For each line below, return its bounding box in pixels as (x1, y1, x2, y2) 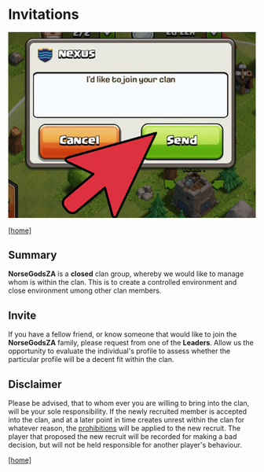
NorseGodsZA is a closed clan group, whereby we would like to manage (8, 269, 244, 278)
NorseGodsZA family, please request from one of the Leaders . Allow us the (8, 338, 254, 348)
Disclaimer (8, 378, 62, 391)
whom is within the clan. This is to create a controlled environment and (8, 278, 237, 287)
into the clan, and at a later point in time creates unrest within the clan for (8, 415, 245, 425)
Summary (8, 249, 57, 262)
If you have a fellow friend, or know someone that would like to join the (8, 330, 237, 339)
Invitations (8, 6, 79, 24)
